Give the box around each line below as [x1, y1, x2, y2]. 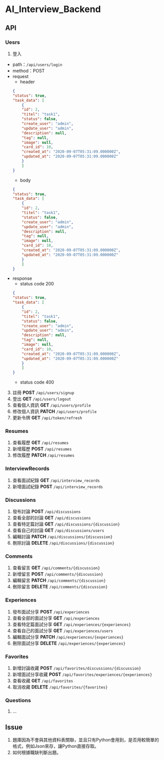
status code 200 [20, 281, 54, 287]
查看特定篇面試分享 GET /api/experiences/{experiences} [12, 621, 131, 627]
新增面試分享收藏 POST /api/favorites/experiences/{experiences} [12, 671, 152, 677]
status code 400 [20, 379, 54, 386]
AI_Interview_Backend [5, 4, 101, 15]
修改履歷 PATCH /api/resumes [12, 452, 75, 459]
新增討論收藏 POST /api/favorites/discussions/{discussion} [12, 665, 141, 671]
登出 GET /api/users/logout [12, 396, 71, 402]
